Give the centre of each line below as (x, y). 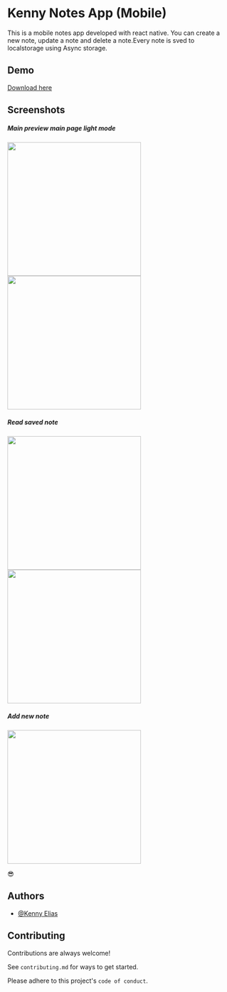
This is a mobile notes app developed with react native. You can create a (114, 33)
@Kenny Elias (38, 913)
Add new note (28, 716)
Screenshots (36, 110)
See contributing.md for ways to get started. (73, 966)
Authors (26, 896)
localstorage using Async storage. (58, 48)
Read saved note (33, 422)
